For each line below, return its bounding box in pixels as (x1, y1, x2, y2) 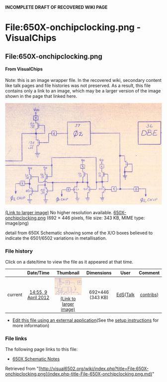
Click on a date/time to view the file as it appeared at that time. (5, 259, 133, 265)
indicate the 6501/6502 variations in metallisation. (5, 235, 107, 241)
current (7, 292, 22, 298)
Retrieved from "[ (5, 366, 41, 372)
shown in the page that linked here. (5, 93, 78, 99)
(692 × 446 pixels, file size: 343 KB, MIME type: (47, 215, 145, 221)
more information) (12, 323, 50, 329)
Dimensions (86, 270, 112, 276)
